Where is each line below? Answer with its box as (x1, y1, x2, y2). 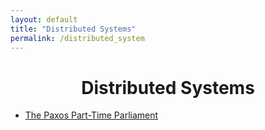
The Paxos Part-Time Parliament (24, 109, 159, 121)
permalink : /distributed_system (10, 33, 145, 43)
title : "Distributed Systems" (10, 24, 137, 34)
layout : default (10, 14, 78, 25)
